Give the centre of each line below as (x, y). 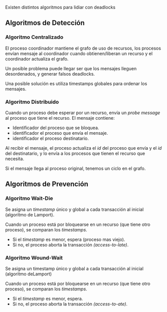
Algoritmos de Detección (45, 23)
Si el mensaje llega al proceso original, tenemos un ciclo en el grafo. (75, 168)
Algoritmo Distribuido (32, 102)
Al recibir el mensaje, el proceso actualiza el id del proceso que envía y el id (83, 148)
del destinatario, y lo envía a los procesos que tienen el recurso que (75, 153)
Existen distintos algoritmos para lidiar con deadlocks (60, 7)
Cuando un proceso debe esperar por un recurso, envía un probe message (83, 113)
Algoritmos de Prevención (47, 184)
